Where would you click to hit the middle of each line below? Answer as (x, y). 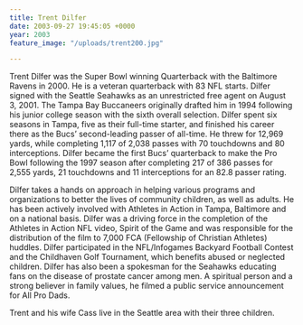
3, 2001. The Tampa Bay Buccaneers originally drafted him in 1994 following (151, 106)
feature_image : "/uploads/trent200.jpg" (87, 43)
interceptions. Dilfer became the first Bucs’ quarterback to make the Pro (143, 153)
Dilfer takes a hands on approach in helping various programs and (133, 190)
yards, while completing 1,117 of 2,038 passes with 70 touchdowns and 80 (147, 144)
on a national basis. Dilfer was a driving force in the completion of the (139, 218)
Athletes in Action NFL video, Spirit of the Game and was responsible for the (151, 228)
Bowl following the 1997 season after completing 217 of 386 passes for (141, 162)
